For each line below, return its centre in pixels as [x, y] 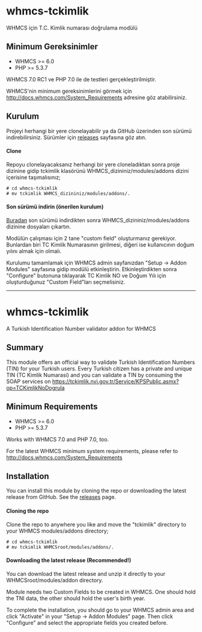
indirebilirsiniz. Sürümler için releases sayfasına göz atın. [76, 137]
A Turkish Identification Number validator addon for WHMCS [81, 328]
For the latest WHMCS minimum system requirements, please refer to [92, 451]
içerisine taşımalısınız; [34, 177]
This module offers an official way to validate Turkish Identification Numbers [101, 362]
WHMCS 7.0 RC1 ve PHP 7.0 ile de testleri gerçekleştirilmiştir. [81, 79]
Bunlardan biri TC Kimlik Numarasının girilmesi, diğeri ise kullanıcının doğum [100, 245]
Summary [25, 348]
